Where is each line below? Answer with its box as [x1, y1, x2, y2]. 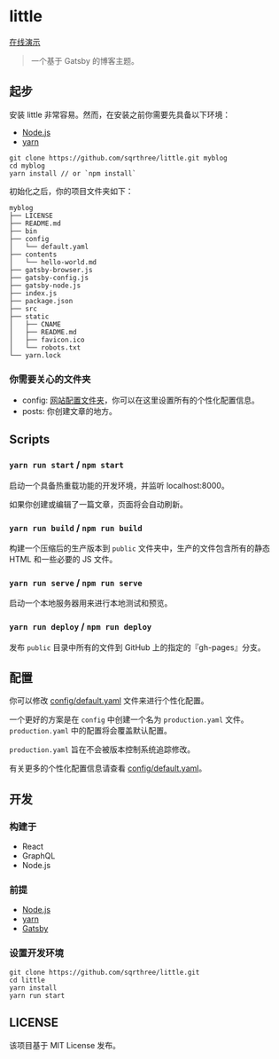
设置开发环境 [9, 947, 65, 960]
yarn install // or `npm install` [9, 169, 137, 178]
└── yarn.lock [9, 350, 62, 360]
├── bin [9, 226, 38, 236]
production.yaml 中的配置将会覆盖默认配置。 [9, 726, 173, 736]
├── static [9, 312, 50, 321]
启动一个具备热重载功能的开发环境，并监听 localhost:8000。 [9, 480, 229, 490]
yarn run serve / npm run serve [9, 577, 143, 589]
